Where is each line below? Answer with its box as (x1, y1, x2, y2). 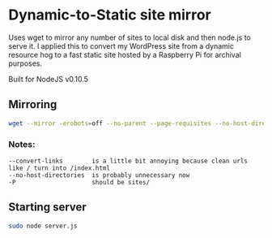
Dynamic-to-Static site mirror (8, 6, 212, 24)
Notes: (8, 138, 36, 149)
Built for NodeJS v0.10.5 (8, 74, 89, 84)
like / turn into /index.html (8, 164, 111, 172)
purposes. (8, 58, 43, 68)
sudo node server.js (8, 222, 79, 230)
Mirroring (8, 97, 57, 111)
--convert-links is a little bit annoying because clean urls (8, 157, 249, 165)
